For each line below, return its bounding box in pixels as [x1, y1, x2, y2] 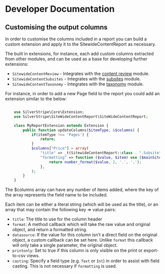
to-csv [12, 253, 26, 259]
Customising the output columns [5, 23, 108, 31]
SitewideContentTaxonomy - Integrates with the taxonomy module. [12, 81, 144, 87]
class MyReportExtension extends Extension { [14, 123, 109, 128]
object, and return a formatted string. [12, 227, 87, 233]
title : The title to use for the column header [12, 216, 102, 222]
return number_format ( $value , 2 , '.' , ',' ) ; [49, 160, 142, 164]
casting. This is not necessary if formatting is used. [12, 263, 117, 269]
